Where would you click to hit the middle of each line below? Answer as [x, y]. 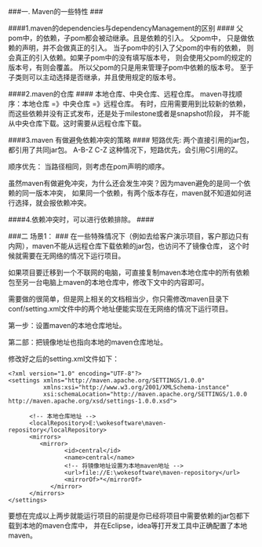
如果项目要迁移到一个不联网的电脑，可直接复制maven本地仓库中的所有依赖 [129, 272]
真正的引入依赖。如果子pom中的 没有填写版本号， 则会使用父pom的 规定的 [133, 58]
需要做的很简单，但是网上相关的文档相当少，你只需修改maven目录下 [118, 299]
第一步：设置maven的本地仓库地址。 [67, 325]
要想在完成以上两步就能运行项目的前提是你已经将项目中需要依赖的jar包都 [126, 516]
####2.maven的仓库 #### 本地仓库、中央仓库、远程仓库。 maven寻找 [122, 94]
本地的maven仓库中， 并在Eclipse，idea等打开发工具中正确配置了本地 [135, 525]
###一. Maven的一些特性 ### [56, 11]
